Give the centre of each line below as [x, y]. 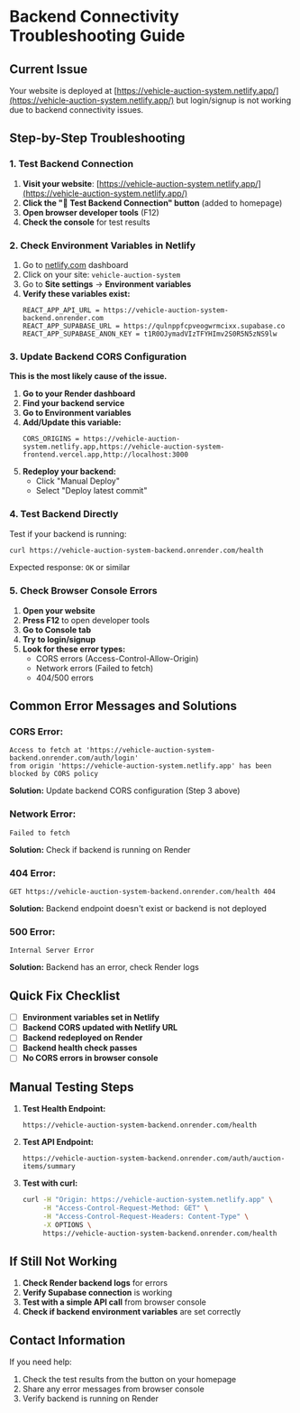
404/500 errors [65, 678]
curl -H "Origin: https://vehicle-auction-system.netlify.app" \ [147, 1200]
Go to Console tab [57, 630]
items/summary [49, 1167]
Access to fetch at [46, 751]
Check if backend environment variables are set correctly [132, 1312]
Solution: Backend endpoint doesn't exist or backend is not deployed [138, 909]
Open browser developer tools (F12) [91, 212]
